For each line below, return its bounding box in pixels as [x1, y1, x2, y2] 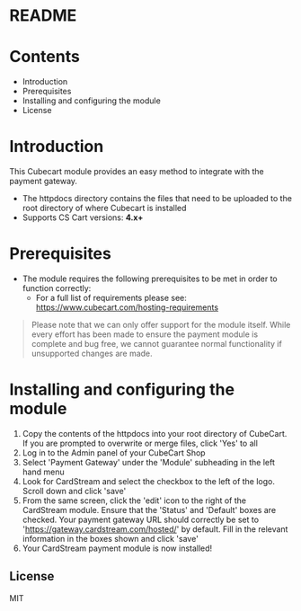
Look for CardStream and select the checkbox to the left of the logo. [22, 475, 276, 486]
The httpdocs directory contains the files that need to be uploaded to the [22, 193, 292, 204]
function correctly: [22, 283, 92, 293]
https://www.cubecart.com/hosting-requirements [35, 302, 218, 313]
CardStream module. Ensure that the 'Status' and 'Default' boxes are [22, 504, 277, 515]
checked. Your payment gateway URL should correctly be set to [22, 514, 259, 525]
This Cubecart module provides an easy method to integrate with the [9, 166, 264, 177]
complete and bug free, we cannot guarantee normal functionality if [31, 339, 283, 349]
